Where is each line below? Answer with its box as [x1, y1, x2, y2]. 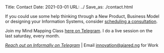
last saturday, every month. [5, 33, 60, 39]
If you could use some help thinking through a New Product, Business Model [5, 13, 160, 19]
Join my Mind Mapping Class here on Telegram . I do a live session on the [5, 28, 153, 33]
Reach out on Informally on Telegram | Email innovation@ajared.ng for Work [5, 42, 159, 48]
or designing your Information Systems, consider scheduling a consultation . [5, 19, 158, 24]
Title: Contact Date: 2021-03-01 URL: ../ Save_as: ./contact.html [5, 4, 133, 10]
